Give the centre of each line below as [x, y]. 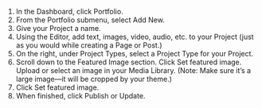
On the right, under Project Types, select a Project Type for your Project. [134, 54]
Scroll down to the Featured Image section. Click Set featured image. [129, 62]
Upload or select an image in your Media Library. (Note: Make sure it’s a [133, 70]
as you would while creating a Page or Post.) [89, 45]
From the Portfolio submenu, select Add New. [90, 20]
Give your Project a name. [58, 28]
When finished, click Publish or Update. [80, 96]
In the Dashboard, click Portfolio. [69, 12]
